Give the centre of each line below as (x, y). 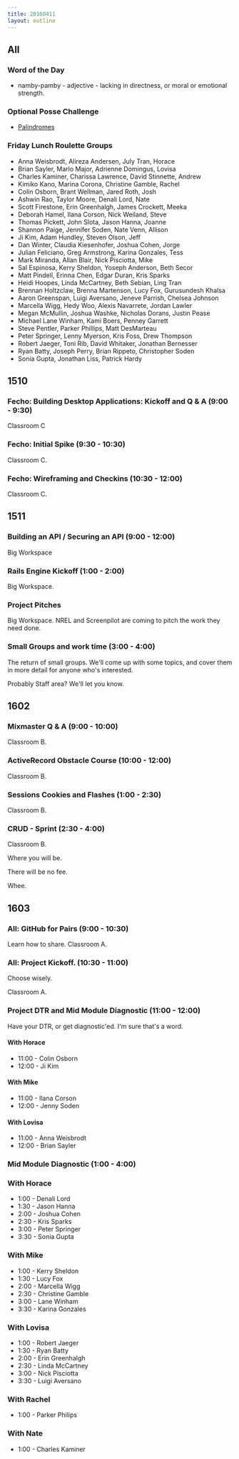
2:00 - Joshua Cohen (49, 1214)
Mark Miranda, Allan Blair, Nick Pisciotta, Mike (85, 260)
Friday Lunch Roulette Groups (60, 146)
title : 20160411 (31, 14)
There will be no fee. (37, 872)
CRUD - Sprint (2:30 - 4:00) (56, 828)
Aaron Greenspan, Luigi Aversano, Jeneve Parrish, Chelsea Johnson (118, 298)
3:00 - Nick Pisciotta (48, 1373)
